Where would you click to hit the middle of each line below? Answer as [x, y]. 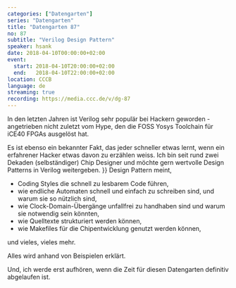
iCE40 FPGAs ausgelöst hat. [48, 134]
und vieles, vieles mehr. [42, 242]
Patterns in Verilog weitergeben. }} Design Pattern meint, [90, 170]
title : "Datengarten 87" [44, 27]
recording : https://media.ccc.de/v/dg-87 [69, 99]
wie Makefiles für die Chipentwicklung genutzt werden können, [109, 228]
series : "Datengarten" [41, 20]
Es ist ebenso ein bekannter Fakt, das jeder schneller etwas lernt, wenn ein [116, 148]
